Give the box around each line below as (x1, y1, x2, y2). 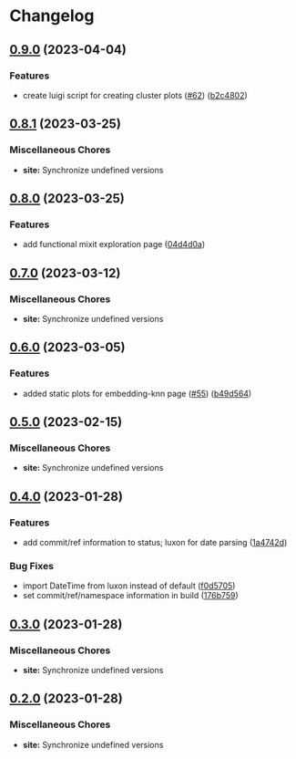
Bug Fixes (9, 559, 55, 572)
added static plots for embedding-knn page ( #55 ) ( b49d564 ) (22, 388, 252, 399)
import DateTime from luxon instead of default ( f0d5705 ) (22, 580, 236, 591)
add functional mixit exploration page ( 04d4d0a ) (22, 239, 206, 250)
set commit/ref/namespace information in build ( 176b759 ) (22, 590, 239, 601)
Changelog (9, 5, 95, 26)
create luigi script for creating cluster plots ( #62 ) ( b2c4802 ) (22, 89, 248, 100)
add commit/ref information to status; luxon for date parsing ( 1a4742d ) (22, 537, 288, 547)
